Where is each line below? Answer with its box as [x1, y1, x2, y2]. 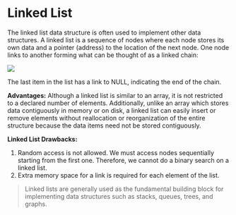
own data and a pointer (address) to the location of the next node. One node [7, 43, 230, 51]
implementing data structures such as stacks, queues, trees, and [24, 192, 213, 200]
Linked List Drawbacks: [7, 135, 78, 143]
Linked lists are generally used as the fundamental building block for [24, 185, 224, 193]
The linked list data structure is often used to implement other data [7, 28, 201, 37]
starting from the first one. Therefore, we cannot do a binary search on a [17, 156, 230, 164]
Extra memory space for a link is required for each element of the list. [17, 171, 220, 179]
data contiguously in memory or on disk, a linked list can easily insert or [7, 106, 216, 114]
